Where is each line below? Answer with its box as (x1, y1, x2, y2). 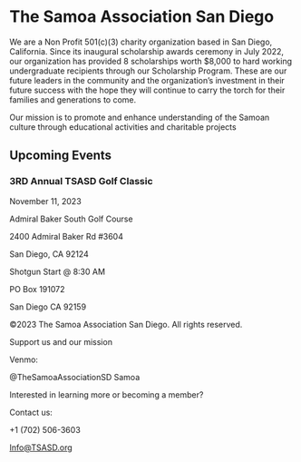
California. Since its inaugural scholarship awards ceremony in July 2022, (9, 45, 284, 56)
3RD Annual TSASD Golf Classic (9, 175, 153, 188)
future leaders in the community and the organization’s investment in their (9, 74, 286, 85)
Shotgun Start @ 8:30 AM (9, 266, 106, 277)
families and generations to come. (9, 93, 137, 105)
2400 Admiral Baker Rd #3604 (9, 231, 124, 241)
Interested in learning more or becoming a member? (9, 388, 204, 400)
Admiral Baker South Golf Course (9, 213, 133, 224)
